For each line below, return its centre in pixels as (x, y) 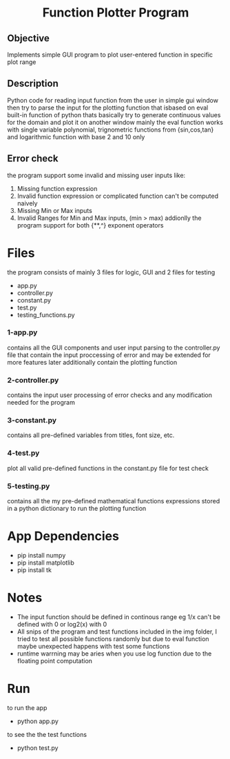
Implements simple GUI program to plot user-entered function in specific (110, 54)
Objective (29, 38)
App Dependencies (63, 536)
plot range (22, 62)
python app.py (38, 721)
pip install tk (34, 569)
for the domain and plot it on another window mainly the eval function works (115, 122)
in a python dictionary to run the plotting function (77, 509)
